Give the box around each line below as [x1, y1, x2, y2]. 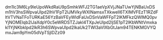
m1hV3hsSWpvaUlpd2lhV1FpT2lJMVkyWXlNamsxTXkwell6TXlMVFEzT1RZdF [5, 9, 159, 15]
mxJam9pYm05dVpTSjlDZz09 [5, 30, 66, 35]
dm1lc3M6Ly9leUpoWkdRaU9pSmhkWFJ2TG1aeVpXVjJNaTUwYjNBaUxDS [5, 4, 155, 10]
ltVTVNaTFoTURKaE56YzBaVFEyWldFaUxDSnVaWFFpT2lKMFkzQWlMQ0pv [5, 14, 157, 20]
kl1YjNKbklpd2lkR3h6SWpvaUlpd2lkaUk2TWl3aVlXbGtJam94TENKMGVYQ [5, 25, 156, 30]
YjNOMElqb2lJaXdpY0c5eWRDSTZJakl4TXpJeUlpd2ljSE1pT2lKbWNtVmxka [5, 19, 157, 25]
